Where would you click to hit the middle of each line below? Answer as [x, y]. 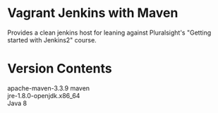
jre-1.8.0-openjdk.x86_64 [44, 95]
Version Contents [60, 69]
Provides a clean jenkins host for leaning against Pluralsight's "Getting [109, 32]
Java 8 [17, 103]
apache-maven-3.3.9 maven [49, 88]
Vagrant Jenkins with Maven [93, 13]
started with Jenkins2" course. [52, 40]
